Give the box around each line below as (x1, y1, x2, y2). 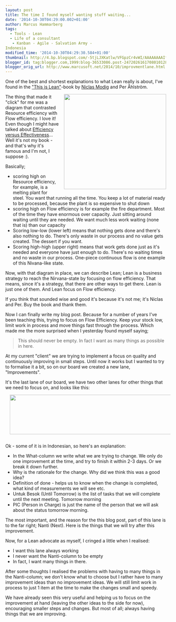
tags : (5, 27, 17, 32)
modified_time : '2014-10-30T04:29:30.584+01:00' (5, 50, 111, 55)
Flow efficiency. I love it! (5, 115, 56, 122)
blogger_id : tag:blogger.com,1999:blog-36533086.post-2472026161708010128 (5, 60, 168, 65)
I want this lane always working (12, 547, 79, 554)
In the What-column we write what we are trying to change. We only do (12, 453, 163, 459)
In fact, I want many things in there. (12, 559, 87, 565)
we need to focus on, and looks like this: (5, 385, 90, 391)
